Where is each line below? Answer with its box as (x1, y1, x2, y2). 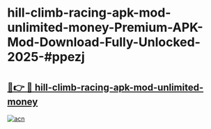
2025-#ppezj (7, 49, 85, 65)
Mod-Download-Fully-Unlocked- (7, 35, 201, 50)
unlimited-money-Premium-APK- (7, 19, 203, 35)
